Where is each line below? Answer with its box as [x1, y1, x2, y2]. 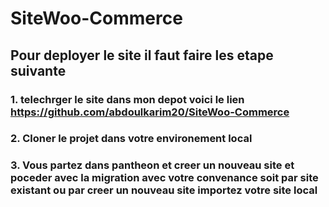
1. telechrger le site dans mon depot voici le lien [10, 92, 245, 106]
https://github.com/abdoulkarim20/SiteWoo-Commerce [10, 105, 290, 119]
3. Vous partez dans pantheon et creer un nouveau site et [10, 158, 295, 172]
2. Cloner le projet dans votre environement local [10, 132, 253, 146]
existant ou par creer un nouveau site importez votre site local [10, 183, 318, 197]
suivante [10, 62, 67, 79]
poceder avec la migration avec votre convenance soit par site [10, 171, 319, 185]
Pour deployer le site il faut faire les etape [10, 47, 274, 64]
